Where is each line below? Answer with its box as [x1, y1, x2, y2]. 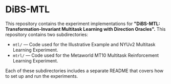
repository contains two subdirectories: [5, 31, 89, 37]
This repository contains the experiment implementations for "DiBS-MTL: [5, 20, 160, 27]
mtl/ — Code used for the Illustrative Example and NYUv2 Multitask [12, 41, 156, 47]
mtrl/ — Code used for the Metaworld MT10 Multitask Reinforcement [12, 52, 159, 58]
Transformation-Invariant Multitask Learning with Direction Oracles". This [5, 26, 166, 32]
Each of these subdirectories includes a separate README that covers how [5, 68, 164, 74]
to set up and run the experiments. [5, 73, 78, 79]
